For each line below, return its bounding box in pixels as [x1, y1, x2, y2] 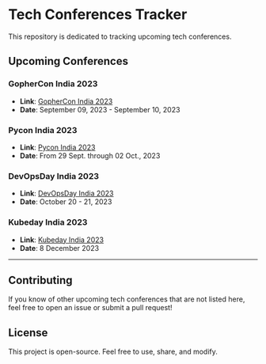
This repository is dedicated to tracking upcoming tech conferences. [8, 32, 232, 41]
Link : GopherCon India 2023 [19, 97, 113, 106]
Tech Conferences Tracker [8, 6, 188, 24]
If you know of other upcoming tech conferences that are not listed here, [8, 294, 245, 304]
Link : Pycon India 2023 [19, 142, 96, 152]
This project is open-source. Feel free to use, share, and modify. [8, 347, 218, 357]
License [8, 326, 48, 339]
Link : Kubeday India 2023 [19, 235, 104, 245]
